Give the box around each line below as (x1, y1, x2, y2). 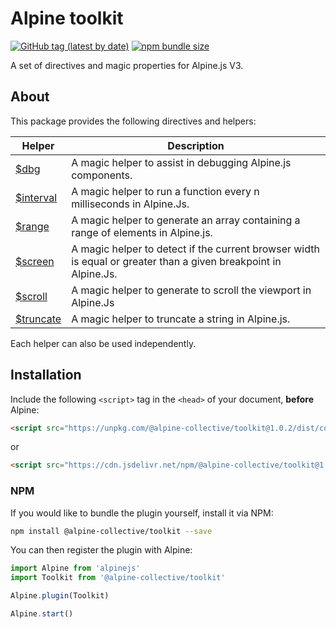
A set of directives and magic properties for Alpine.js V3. (10, 59, 244, 71)
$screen (15, 254, 55, 268)
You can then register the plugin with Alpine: (10, 544, 193, 556)
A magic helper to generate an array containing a (71, 213, 301, 227)
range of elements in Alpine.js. (71, 225, 213, 239)
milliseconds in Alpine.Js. (71, 197, 190, 211)
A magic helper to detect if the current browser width (71, 242, 320, 256)
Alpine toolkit (10, 7, 124, 30)
